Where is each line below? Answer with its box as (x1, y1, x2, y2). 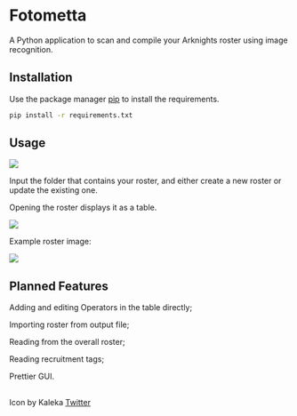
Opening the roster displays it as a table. (9, 202, 157, 213)
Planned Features (9, 278, 109, 293)
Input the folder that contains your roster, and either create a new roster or (9, 175, 282, 187)
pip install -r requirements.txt (9, 110, 133, 120)
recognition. (9, 44, 53, 54)
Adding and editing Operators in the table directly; (9, 302, 193, 313)
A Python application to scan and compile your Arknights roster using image (9, 35, 288, 45)
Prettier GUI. (9, 371, 55, 382)
